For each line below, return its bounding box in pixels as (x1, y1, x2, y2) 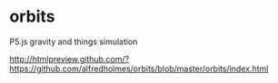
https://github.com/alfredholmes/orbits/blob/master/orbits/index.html (9, 63, 269, 74)
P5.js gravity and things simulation (9, 36, 138, 47)
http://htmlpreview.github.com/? (9, 53, 130, 64)
